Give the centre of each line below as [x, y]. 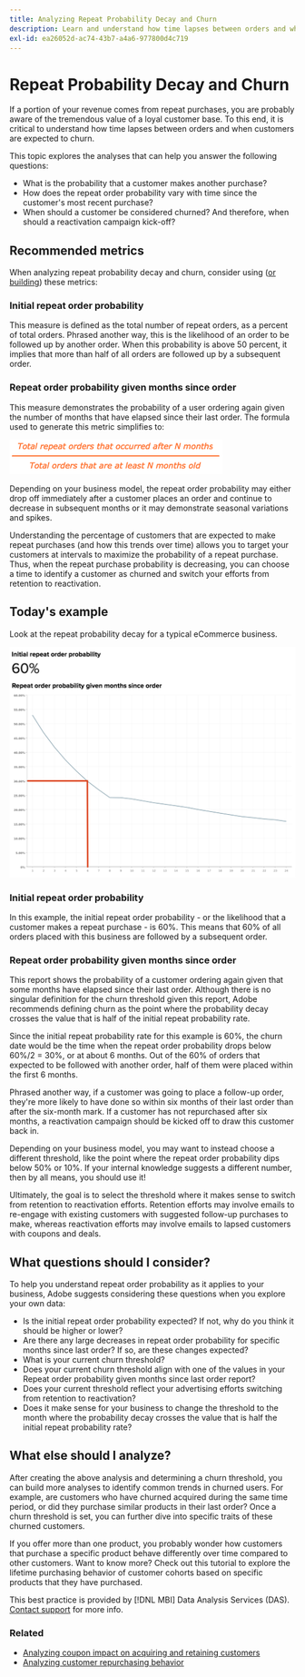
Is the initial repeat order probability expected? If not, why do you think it [158, 1321]
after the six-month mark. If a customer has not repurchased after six [138, 1112]
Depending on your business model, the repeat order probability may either [150, 488]
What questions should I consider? [110, 1262]
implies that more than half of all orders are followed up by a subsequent [145, 354]
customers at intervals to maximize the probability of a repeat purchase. [144, 554]
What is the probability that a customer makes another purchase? [145, 184]
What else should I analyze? [90, 1456]
